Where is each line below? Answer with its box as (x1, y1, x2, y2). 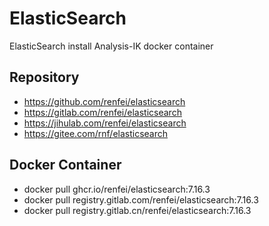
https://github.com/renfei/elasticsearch (23, 95, 186, 107)
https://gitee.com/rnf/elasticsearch (23, 127, 169, 139)
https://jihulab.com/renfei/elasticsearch (23, 117, 187, 129)
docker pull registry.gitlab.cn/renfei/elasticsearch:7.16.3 (23, 204, 252, 216)
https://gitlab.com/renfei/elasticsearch (23, 106, 182, 118)
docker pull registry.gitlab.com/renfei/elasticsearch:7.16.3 (23, 193, 259, 206)
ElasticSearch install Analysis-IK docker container (9, 40, 214, 52)
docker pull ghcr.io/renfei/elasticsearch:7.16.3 (23, 183, 211, 195)
